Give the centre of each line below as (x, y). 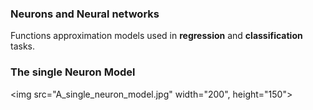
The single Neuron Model (73, 72)
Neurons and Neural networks (85, 14)
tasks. (23, 46)
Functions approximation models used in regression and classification (156, 36)
